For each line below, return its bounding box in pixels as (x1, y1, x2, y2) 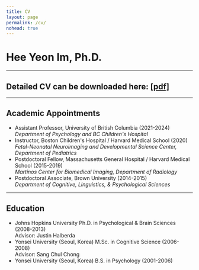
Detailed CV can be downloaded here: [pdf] (6, 81, 170, 92)
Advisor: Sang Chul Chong (14, 250, 80, 258)
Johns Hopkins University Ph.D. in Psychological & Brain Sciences (14, 219, 176, 226)
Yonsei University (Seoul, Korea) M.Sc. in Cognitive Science (14, 238, 161, 245)
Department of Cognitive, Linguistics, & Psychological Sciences (14, 181, 171, 188)
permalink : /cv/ (6, 20, 46, 25)
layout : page (6, 14, 38, 20)
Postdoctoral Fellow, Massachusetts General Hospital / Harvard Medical (14, 155, 190, 163)
